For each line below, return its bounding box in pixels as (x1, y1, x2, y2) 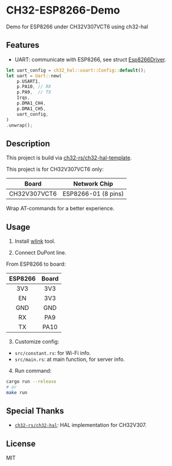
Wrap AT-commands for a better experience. (6, 205, 115, 212)
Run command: (14, 367, 52, 374)
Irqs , (16, 95, 31, 101)
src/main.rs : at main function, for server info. (14, 356, 125, 363)
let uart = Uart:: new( (6, 73, 62, 79)
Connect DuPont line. (14, 249, 67, 256)
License (6, 438, 36, 449)
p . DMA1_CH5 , (16, 106, 46, 112)
